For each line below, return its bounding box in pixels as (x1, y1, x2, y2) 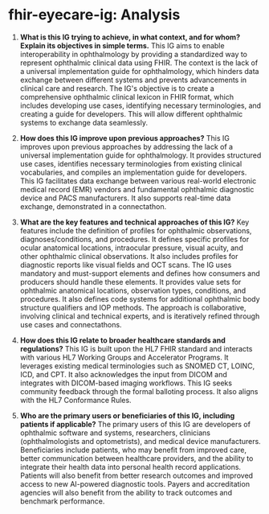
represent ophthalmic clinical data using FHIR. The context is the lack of (19, 58, 259, 68)
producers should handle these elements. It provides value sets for (19, 277, 242, 286)
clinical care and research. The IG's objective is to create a (19, 83, 214, 93)
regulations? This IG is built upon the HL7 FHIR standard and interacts (19, 343, 253, 353)
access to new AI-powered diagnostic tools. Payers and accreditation (19, 479, 251, 488)
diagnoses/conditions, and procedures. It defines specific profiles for (19, 234, 250, 244)
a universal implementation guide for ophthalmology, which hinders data (19, 66, 259, 76)
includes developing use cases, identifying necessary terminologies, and (19, 101, 262, 110)
